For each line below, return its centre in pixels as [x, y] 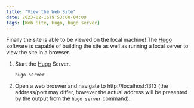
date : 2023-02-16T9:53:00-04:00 [46, 17]
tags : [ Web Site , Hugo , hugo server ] [53, 23]
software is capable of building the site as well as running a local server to [97, 46]
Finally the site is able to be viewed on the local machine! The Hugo [89, 40]
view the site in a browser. [38, 53]
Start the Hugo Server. [42, 64]
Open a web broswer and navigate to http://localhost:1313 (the [91, 86]
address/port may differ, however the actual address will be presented [101, 92]
